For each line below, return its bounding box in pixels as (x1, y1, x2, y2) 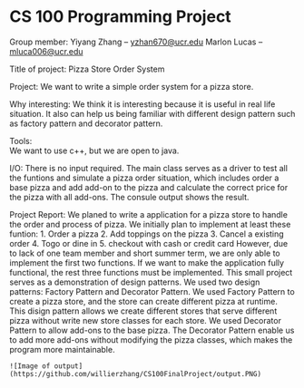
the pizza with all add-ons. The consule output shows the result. (9, 191, 250, 202)
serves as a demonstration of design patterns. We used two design (9, 276, 260, 287)
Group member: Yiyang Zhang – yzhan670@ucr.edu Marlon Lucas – (9, 36, 263, 47)
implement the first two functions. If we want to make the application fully (9, 257, 284, 268)
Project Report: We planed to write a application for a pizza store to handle (9, 209, 289, 219)
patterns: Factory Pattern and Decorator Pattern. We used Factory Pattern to (9, 286, 295, 296)
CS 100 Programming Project (9, 6, 231, 27)
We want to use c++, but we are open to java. (9, 145, 180, 156)
